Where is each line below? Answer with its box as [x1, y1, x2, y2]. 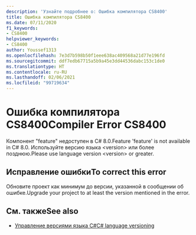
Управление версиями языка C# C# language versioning [14, 222, 155, 229]
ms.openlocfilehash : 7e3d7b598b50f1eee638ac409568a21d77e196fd [6, 53, 165, 58]
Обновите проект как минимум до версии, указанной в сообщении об [6, 182, 184, 190]
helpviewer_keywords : [6, 36, 60, 42]
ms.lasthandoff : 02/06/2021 [6, 74, 76, 80]
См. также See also [6, 206, 79, 216]
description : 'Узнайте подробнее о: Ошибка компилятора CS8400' [6, 8, 168, 15]
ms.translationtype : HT [6, 63, 65, 70]
